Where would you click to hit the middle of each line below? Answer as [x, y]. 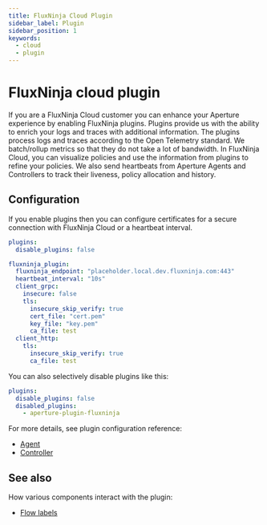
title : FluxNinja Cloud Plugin [61, 16]
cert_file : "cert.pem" [67, 316]
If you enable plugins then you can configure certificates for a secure [123, 219]
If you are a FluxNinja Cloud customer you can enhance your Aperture [124, 115]
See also [30, 478]
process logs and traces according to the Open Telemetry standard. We [127, 140]
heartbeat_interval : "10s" [61, 279]
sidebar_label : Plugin [46, 23]
